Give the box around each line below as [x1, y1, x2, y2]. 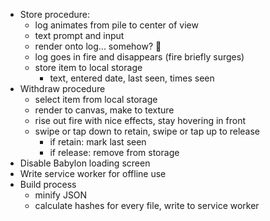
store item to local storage [34, 62, 143, 73]
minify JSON [34, 189, 88, 201]
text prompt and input [34, 30, 125, 41]
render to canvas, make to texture [34, 104, 175, 116]
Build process [19, 179, 77, 190]
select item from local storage [34, 94, 158, 105]
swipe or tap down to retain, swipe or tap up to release [34, 125, 261, 137]
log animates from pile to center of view [34, 19, 199, 31]
